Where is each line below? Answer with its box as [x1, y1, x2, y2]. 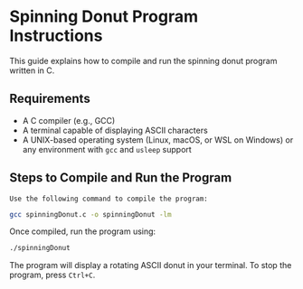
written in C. [9, 65, 55, 76]
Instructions [9, 25, 103, 46]
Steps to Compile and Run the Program [9, 170, 232, 186]
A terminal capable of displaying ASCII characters [22, 125, 208, 135]
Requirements [9, 91, 90, 107]
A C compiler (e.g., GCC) [22, 115, 116, 126]
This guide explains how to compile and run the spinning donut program [9, 55, 278, 66]
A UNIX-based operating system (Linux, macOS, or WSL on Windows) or [22, 134, 294, 145]
